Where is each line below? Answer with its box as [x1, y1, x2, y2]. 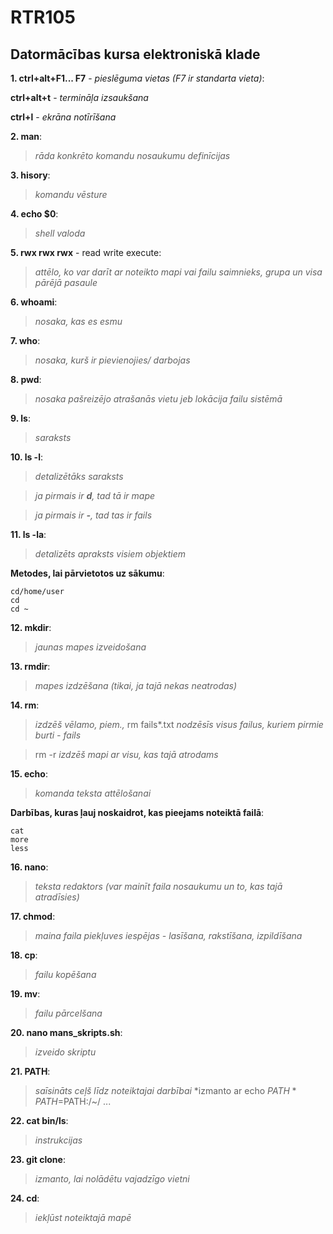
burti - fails [34, 729, 82, 741]
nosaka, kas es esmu [34, 316, 123, 327]
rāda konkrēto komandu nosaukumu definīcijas [34, 150, 231, 161]
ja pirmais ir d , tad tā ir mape [34, 490, 156, 501]
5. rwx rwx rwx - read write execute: [10, 247, 162, 258]
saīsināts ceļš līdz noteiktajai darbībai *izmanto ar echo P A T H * [34, 1085, 297, 1096]
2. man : [10, 131, 43, 142]
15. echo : [10, 768, 48, 780]
